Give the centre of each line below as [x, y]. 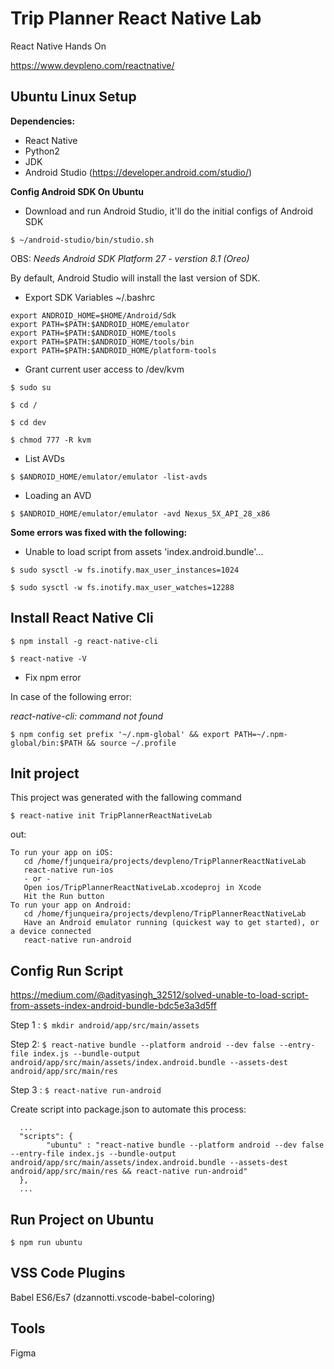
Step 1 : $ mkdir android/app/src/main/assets [105, 1025]
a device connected [51, 932]
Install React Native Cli [82, 618]
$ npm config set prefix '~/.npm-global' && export [120, 734]
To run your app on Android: [71, 905]
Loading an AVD [58, 495]
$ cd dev [28, 422]
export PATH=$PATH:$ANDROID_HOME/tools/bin [102, 342]
